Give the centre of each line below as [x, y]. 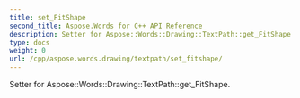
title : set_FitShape [48, 17]
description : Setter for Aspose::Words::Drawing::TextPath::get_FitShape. [152, 34]
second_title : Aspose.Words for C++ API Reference [106, 26]
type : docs [30, 42]
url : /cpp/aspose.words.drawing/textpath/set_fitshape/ [116, 59]
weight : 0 [28, 51]
